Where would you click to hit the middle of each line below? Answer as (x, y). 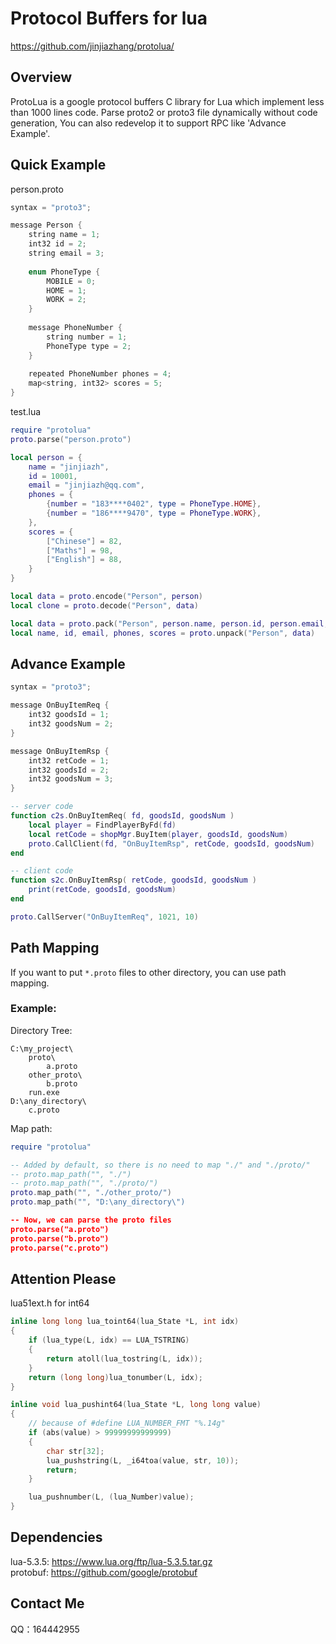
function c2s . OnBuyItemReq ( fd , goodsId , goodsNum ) (122, 816)
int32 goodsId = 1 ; (69, 715)
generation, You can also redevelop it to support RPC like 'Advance (148, 123)
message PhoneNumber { (75, 328)
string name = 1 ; (64, 235)
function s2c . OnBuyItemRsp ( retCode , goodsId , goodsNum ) (133, 880)
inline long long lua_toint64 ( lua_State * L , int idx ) (125, 1322)
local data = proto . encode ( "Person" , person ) (106, 597)
